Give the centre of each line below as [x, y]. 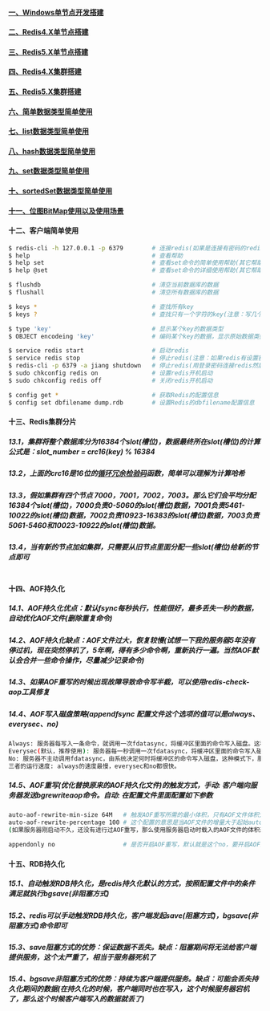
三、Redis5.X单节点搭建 [48, 51]
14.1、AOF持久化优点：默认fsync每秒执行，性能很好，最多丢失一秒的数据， [133, 608]
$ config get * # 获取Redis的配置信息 [113, 395]
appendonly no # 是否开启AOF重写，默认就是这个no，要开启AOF [134, 845]
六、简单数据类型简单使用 [50, 112]
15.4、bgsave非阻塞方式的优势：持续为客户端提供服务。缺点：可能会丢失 [130, 979]
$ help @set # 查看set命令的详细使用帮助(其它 [129, 270]
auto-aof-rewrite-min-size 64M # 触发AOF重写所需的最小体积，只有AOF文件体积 [134, 815]
